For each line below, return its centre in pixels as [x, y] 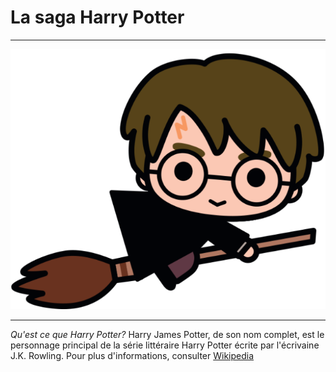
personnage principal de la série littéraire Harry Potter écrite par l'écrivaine [165, 345]
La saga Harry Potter [97, 17]
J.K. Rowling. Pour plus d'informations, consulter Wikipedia [132, 355]
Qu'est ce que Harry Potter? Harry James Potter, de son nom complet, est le [167, 334]
